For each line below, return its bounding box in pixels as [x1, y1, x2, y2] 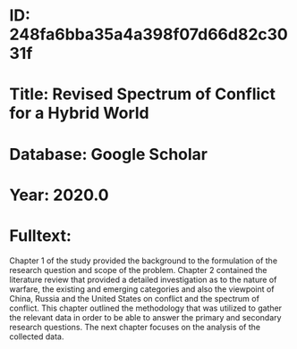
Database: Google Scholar [9, 144, 208, 164]
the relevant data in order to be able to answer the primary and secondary [9, 312, 282, 322]
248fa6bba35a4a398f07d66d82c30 [9, 24, 288, 45]
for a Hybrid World [9, 104, 149, 123]
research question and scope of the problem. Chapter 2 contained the [9, 264, 267, 275]
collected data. [9, 331, 64, 342]
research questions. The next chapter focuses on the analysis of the [9, 321, 261, 332]
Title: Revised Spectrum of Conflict [9, 84, 276, 104]
